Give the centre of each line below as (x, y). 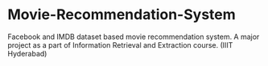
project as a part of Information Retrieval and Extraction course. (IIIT (120, 45)
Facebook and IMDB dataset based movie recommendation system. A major (134, 37)
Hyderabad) (27, 53)
